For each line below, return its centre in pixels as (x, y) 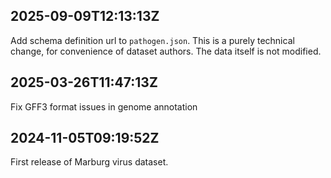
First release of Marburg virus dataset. (89, 162)
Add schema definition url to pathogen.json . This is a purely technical (152, 40)
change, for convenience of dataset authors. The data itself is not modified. (166, 51)
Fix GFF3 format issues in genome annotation (104, 106)
